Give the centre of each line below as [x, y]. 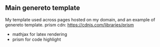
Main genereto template [43, 8]
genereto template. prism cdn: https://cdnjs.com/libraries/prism [69, 25]
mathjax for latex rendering [40, 34]
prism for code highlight [36, 39]
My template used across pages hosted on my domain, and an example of [80, 19]
